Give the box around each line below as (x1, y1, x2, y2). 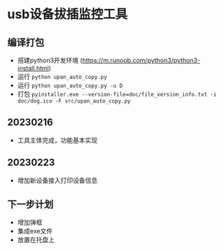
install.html (17, 64, 49, 72)
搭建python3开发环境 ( (17, 57, 83, 64)
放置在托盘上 (17, 235, 55, 244)
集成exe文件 (17, 227, 53, 235)
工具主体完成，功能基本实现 (17, 135, 98, 144)
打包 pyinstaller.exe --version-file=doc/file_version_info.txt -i (17, 90, 217, 98)
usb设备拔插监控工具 (7, 6, 128, 22)
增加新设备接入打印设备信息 (17, 176, 98, 184)
